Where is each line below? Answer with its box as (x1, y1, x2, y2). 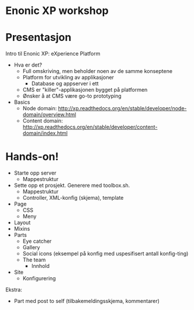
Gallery (22, 244, 40, 251)
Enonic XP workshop (5, 4, 109, 18)
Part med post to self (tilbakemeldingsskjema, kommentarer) (13, 298, 160, 305)
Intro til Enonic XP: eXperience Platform (5, 50, 101, 57)
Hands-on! (5, 150, 59, 163)
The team (22, 256, 46, 263)
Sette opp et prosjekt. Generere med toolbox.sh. (13, 182, 130, 189)
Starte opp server (13, 169, 57, 176)
